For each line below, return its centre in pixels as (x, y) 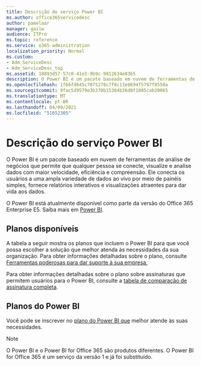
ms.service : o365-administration (48, 46)
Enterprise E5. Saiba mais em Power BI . (55, 210)
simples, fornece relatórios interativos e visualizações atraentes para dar (96, 185)
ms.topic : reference (32, 40)
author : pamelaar (28, 23)
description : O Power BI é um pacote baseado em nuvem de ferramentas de (101, 79)
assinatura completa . (32, 287)
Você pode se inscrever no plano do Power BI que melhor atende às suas (97, 320)
